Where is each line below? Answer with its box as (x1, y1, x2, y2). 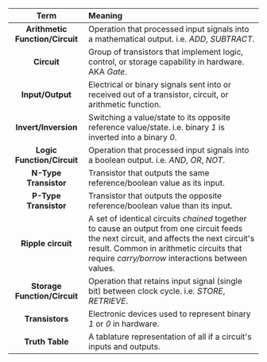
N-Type (31, 168, 62, 178)
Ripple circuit (21, 238, 72, 248)
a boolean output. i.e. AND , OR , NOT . (88, 155, 225, 165)
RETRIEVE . (88, 295, 129, 306)
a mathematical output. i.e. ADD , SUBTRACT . (88, 33, 255, 44)
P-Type (31, 191, 61, 201)
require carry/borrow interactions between (88, 253, 248, 264)
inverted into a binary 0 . (88, 132, 177, 142)
